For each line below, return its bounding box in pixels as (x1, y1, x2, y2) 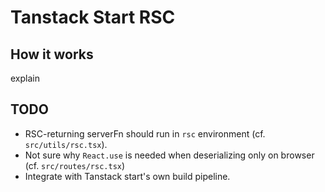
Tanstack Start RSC (10, 6, 176, 29)
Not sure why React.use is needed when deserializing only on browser (24, 149, 315, 161)
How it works (10, 46, 94, 63)
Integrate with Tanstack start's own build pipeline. (24, 170, 231, 182)
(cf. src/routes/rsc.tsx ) (24, 159, 126, 171)
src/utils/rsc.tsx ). (24, 138, 108, 150)
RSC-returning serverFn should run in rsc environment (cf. (24, 127, 266, 140)
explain (10, 72, 40, 84)
